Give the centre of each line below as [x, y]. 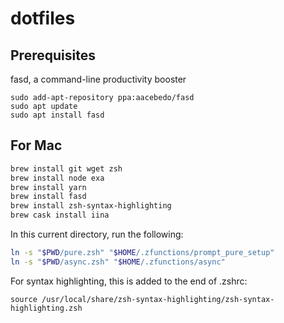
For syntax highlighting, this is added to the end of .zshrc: [129, 281]
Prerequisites [53, 55]
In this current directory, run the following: [97, 234]
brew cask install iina [60, 215]
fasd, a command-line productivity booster [98, 79]
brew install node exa [57, 178]
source [24, 299]
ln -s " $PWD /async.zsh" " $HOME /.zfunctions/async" [118, 262]
